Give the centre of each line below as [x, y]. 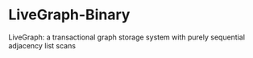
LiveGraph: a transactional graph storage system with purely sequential [127, 37]
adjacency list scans [42, 45]
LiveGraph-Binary [69, 15]
